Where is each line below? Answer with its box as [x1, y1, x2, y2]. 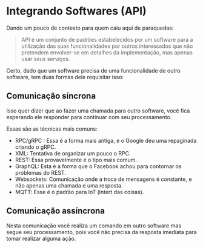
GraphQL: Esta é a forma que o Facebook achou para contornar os [15, 162, 182, 170]
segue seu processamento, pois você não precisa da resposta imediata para [6, 228, 197, 235]
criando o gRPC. [15, 143, 56, 151]
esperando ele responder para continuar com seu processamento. [6, 113, 172, 120]
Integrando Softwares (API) [6, 4, 147, 18]
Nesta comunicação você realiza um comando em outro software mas [6, 222, 182, 229]
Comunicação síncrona [6, 91, 96, 101]
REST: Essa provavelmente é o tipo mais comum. [15, 156, 138, 163]
